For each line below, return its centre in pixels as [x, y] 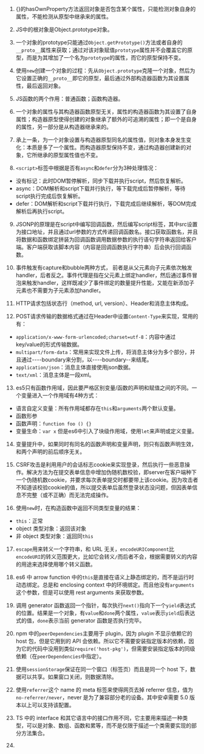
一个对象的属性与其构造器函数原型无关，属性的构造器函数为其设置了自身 [106, 112]
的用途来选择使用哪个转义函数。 [56, 564]
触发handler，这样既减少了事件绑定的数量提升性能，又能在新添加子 [110, 283]
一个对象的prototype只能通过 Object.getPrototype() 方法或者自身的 [99, 42]
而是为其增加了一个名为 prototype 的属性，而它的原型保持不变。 [105, 58]
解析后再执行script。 [42, 211]
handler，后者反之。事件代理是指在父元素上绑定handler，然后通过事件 [104, 275]
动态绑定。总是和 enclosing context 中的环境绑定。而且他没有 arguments [105, 585]
